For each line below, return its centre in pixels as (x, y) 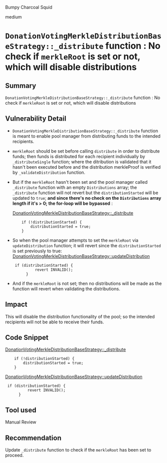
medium (13, 17)
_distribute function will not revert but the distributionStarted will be (85, 193)
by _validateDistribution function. (49, 172)
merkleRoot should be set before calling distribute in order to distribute (86, 151)
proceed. (14, 455)
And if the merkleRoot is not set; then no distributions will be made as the (87, 283)
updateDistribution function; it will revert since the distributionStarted (86, 245)
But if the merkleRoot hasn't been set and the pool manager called (80, 182)
